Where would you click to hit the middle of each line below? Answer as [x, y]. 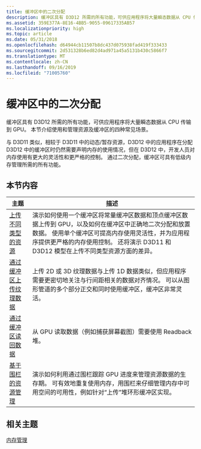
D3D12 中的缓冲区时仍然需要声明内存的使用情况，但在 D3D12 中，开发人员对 [100, 149]
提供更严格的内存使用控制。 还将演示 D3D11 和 [105, 242]
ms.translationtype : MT [36, 56]
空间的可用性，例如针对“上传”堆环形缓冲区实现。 [106, 392]
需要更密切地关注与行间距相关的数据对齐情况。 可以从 [108, 280]
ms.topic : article [29, 34]
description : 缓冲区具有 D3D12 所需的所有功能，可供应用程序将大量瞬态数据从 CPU [98, 17]
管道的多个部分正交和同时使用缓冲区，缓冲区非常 [107, 289]
